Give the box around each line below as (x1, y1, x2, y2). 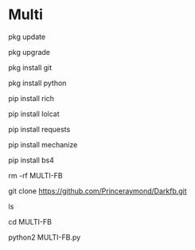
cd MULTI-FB (8, 217, 52, 226)
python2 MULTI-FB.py (8, 232, 81, 242)
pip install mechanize (8, 139, 78, 149)
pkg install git (8, 62, 53, 72)
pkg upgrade (8, 47, 50, 57)
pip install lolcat (8, 109, 60, 119)
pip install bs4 (8, 155, 54, 165)
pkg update (8, 32, 46, 41)
